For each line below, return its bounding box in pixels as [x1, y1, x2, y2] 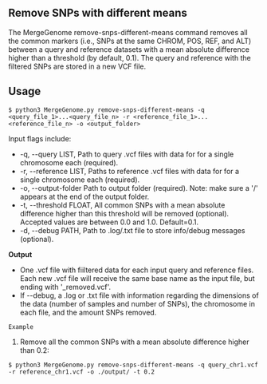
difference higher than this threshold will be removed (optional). [19, 208, 230, 218]
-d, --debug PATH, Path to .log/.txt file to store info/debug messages [19, 225, 245, 235]
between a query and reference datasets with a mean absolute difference [8, 44, 249, 54]
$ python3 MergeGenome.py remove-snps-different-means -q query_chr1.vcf [8, 361, 259, 369]
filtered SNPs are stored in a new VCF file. [8, 61, 146, 71]
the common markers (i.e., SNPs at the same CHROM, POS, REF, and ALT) [8, 36, 252, 46]
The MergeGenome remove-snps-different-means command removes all [8, 27, 249, 37]
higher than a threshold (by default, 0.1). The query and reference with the [8, 53, 251, 62]
